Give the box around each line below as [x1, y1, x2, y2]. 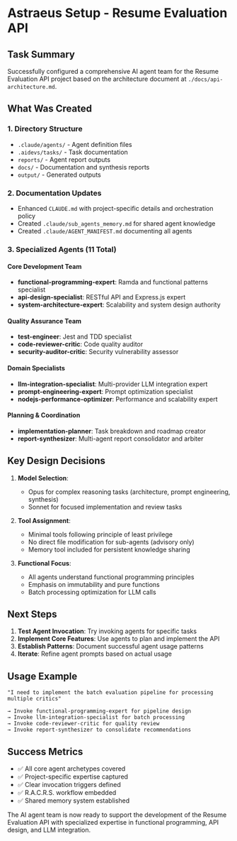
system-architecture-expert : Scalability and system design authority [17, 300, 221, 309]
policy [17, 211, 36, 220]
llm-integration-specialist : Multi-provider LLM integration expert [17, 380, 208, 388]
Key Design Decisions [7, 455, 106, 467]
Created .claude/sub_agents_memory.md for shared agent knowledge [17, 219, 216, 228]
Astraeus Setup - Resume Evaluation [7, 5, 228, 21]
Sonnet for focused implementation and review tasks [28, 502, 183, 511]
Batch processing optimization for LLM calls [28, 588, 157, 596]
